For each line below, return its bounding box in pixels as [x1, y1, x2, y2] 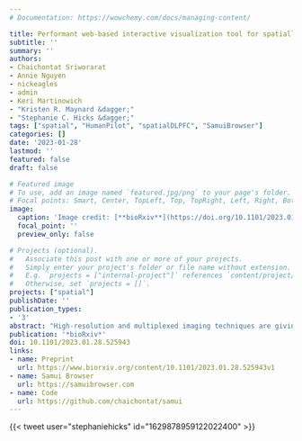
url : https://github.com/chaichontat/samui [17, 397, 182, 406]
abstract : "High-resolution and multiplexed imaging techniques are [9, 321, 271, 330]
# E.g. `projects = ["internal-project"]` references [9, 271, 223, 280]
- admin [9, 87, 39, 97]
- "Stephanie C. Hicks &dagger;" [9, 113, 135, 122]
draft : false [9, 163, 58, 172]
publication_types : [9, 304, 83, 313]
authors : [9, 55, 42, 64]
